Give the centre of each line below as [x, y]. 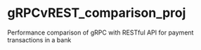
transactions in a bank [39, 39]
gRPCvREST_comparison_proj [97, 13]
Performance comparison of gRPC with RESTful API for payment [100, 32]
